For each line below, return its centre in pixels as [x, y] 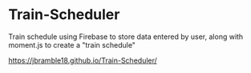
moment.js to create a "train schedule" [72, 44]
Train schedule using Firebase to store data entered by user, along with [126, 36]
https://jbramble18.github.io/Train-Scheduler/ [83, 60]
